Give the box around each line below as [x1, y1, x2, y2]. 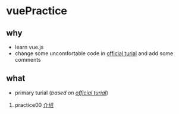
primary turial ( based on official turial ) [14, 89, 109, 96]
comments [14, 56, 41, 63]
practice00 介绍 [14, 101, 54, 108]
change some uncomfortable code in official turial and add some [14, 50, 174, 57]
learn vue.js [14, 43, 44, 50]
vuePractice [6, 4, 67, 18]
